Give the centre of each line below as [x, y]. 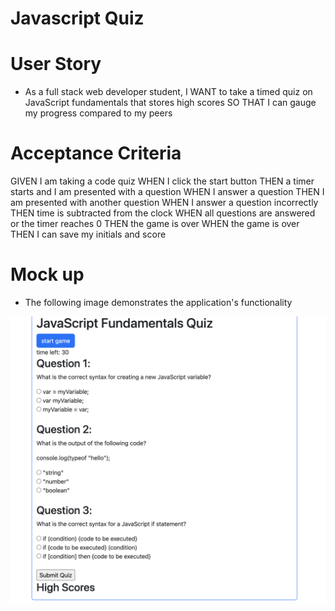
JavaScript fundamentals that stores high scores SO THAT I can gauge [170, 103]
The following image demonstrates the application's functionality [158, 302]
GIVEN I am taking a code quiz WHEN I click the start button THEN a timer [162, 181]
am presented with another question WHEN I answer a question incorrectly [164, 203]
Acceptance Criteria [96, 153]
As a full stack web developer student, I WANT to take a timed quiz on [168, 92]
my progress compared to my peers [98, 113]
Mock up [47, 274]
